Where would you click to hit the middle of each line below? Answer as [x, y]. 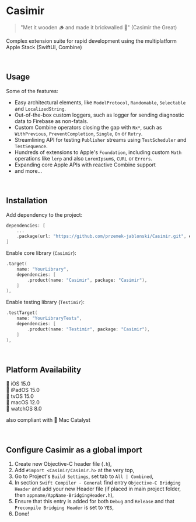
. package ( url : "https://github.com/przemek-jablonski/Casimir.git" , [101, 236]
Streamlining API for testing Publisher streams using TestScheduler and [100, 139]
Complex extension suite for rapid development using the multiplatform [91, 41]
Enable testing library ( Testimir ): [45, 302]
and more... [28, 170]
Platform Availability [44, 369]
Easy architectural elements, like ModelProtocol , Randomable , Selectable [100, 102]
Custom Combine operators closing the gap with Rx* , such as [88, 127]
